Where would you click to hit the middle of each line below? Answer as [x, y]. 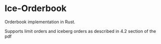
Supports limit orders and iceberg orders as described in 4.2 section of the [80, 31]
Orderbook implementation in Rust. [40, 22]
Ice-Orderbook [36, 8]
